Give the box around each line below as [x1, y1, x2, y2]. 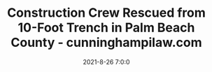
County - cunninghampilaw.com [10, 35, 202, 50]
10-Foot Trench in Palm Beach [17, 20, 195, 36]
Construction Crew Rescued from [7, 5, 206, 21]
